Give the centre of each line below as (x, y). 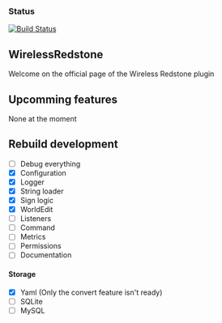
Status (21, 11)
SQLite (31, 301)
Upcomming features (63, 99)
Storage (22, 274)
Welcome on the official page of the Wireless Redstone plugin (111, 74)
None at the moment (43, 118)
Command (37, 227)
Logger (32, 182)
